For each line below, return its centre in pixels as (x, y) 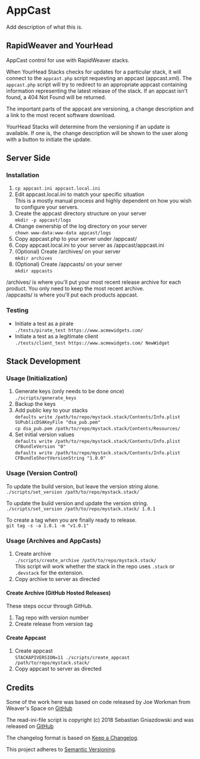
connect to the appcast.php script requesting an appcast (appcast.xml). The (99, 78)
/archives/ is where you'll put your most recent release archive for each (94, 282)
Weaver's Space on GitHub (39, 708)
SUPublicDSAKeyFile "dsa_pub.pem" (57, 423)
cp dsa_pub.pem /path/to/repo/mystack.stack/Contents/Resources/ (97, 429)
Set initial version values (44, 434)
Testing (17, 310)
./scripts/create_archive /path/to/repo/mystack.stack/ (85, 561)
